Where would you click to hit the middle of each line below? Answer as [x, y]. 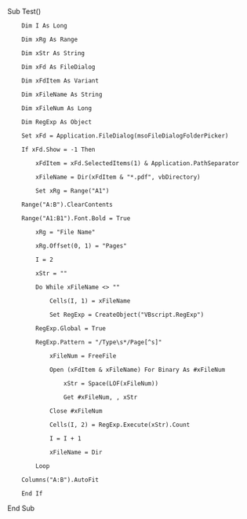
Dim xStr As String [53, 53]
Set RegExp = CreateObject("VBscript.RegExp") [127, 315]
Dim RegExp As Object [56, 122]
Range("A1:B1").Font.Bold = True [76, 219]
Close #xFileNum [76, 411]
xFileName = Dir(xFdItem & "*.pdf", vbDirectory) [118, 177]
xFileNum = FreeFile [83, 356]
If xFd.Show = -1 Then [58, 149]
